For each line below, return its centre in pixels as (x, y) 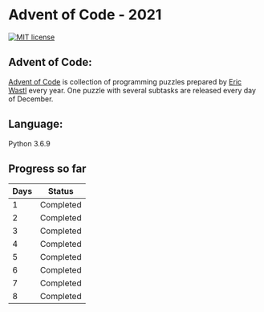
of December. (31, 99)
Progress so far (47, 168)
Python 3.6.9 (29, 143)
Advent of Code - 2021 (85, 15)
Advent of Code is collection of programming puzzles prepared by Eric (125, 81)
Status (61, 191)
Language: (36, 124)
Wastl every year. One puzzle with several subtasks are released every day (132, 90)
